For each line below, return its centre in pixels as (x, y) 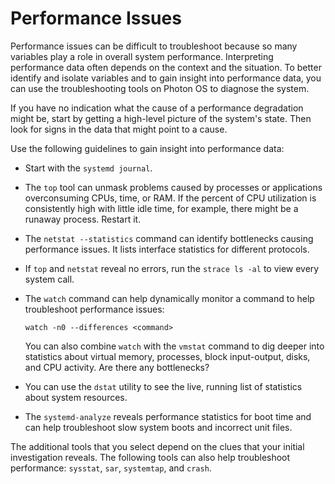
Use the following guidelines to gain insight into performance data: (147, 148)
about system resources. (76, 397)
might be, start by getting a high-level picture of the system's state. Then (161, 118)
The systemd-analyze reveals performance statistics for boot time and (168, 416)
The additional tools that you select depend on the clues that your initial (157, 446)
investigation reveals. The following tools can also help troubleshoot (150, 457)
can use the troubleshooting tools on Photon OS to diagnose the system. (160, 88)
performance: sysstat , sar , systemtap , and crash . (111, 468)
